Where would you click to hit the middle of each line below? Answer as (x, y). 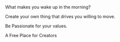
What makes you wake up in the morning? (48, 7)
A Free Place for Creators (31, 35)
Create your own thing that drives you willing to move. (60, 16)
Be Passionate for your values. (36, 26)
